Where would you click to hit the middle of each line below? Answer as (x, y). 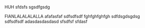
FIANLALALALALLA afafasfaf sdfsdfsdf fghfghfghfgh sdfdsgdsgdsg (72, 16)
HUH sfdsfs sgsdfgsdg (27, 7)
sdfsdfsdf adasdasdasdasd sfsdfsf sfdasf (46, 21)
